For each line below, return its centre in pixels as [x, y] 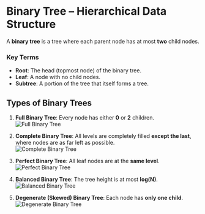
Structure [31, 24]
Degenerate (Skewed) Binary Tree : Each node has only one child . [99, 198]
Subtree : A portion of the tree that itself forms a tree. [82, 83]
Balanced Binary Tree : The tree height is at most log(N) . [86, 180]
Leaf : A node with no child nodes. [58, 77]
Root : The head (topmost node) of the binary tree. [78, 71]
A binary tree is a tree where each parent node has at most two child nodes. [103, 41]
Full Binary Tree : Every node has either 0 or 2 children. [85, 118]
